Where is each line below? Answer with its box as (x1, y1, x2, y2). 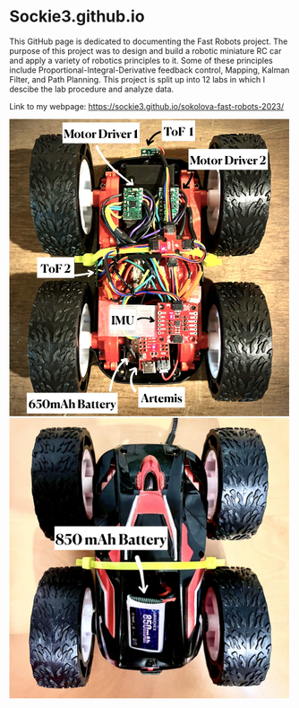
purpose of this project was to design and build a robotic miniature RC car (9, 45, 282, 56)
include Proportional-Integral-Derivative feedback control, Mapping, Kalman (9, 65, 290, 75)
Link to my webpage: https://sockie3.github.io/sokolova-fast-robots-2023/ (9, 101, 285, 111)
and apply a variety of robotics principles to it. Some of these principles (9, 55, 273, 66)
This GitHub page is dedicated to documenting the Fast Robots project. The (9, 36, 288, 47)
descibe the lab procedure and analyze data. (9, 83, 175, 94)
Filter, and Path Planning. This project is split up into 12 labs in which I (9, 74, 266, 84)
